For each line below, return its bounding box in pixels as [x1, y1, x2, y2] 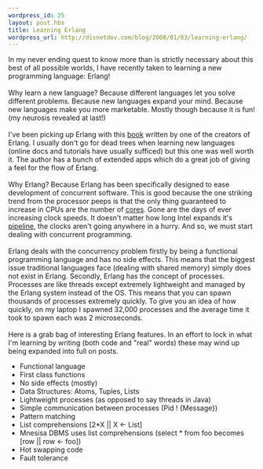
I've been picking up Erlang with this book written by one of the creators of [8, 130, 250, 140]
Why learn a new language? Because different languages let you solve [8, 88, 236, 98]
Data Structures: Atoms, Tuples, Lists [19, 387, 140, 396]
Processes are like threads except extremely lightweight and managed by [8, 280, 246, 289]
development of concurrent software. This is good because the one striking [8, 188, 253, 198]
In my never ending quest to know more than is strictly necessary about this [8, 55, 254, 64]
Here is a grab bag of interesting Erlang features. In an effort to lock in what [8, 330, 253, 340]
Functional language [19, 362, 86, 371]
